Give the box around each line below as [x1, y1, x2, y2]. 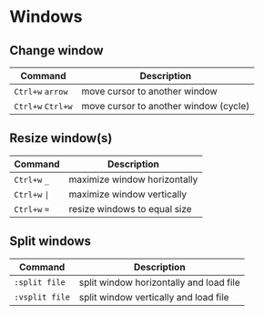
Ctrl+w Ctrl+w [14, 102, 73, 111]
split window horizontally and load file [78, 276, 241, 289]
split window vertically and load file [78, 290, 229, 303]
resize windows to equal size [68, 202, 193, 215]
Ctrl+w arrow [14, 86, 68, 97]
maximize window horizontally [68, 173, 198, 186]
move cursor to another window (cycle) [81, 100, 250, 112]
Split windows [9, 234, 92, 249]
